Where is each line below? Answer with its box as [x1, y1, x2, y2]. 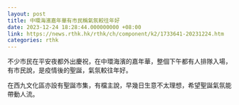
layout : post [7, 10, 46, 18]
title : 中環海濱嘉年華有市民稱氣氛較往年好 [7, 17, 120, 24]
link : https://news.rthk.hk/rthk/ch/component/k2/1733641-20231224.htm [7, 30, 224, 38]
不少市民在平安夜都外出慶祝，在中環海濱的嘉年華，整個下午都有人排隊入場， [7, 57, 232, 66]
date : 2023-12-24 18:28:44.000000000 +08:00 [7, 23, 142, 31]
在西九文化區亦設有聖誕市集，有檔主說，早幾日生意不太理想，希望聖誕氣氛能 [7, 81, 232, 89]
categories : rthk [7, 37, 59, 44]
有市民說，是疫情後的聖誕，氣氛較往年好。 [7, 66, 132, 74]
